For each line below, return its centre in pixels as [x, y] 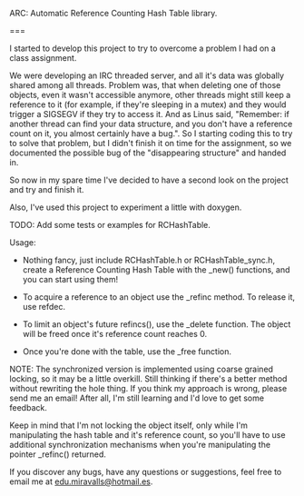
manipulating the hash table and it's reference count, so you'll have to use [147, 435]
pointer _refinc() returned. [58, 454]
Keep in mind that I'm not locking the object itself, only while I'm [128, 425]
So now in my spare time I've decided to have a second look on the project [149, 180]
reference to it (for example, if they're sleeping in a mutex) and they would [148, 104]
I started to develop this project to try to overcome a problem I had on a [143, 48]
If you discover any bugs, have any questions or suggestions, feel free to [146, 472]
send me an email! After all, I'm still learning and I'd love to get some [137, 398]
